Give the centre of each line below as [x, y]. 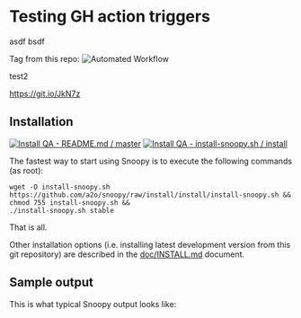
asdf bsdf [27, 41]
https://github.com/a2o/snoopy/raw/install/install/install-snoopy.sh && [150, 195]
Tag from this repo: [44, 58]
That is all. [28, 227]
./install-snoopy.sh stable [62, 210]
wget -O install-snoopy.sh [60, 187]
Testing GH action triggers [110, 17]
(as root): [26, 170]
